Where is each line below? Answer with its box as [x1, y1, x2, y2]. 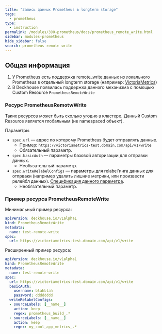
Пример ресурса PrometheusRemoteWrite [5, 195, 109, 202]
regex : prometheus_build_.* [14, 311, 70, 316]
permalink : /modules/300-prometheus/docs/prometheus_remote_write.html [5, 30, 153, 35]
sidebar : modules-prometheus [5, 35, 64, 39]
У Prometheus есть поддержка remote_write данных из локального [12, 74, 150, 80]
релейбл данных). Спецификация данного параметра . [12, 178, 125, 184]
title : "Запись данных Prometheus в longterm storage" [5, 7, 118, 12]
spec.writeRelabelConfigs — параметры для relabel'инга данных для [12, 168, 154, 174]
